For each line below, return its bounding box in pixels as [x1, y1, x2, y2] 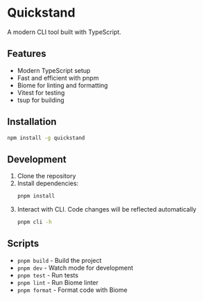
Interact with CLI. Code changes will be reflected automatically [17, 205, 197, 214]
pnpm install [17, 193, 55, 200]
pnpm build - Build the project [17, 256, 102, 264]
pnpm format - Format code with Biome [17, 286, 128, 294]
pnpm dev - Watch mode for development [17, 264, 134, 272]
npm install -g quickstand [7, 134, 85, 141]
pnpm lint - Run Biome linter [17, 278, 99, 286]
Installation [7, 116, 57, 128]
